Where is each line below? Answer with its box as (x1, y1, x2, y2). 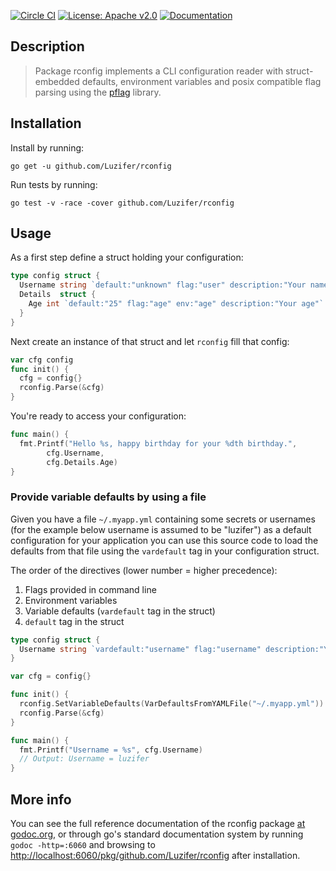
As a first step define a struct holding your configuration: (10, 251, 244, 264)
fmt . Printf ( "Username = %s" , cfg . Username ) (19, 745, 203, 755)
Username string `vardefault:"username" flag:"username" (19, 644, 262, 654)
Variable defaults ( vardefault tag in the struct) (24, 605, 216, 617)
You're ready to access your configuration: (10, 410, 187, 422)
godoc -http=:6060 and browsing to (10, 839, 156, 851)
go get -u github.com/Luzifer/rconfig (10, 161, 172, 171)
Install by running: (10, 141, 85, 154)
